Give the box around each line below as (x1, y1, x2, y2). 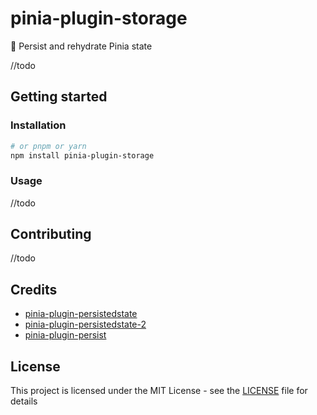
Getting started (10, 88, 108, 106)
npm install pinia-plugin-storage (10, 150, 155, 161)
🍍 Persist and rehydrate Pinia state (10, 40, 153, 52)
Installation (10, 118, 67, 132)
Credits (10, 281, 58, 298)
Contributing (10, 226, 92, 243)
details (10, 395, 38, 407)
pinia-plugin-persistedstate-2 (24, 318, 147, 331)
